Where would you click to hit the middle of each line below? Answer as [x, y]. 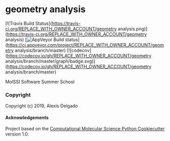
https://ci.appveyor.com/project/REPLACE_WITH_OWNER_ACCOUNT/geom [85, 45]
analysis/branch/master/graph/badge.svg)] [50, 61]
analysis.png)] [132, 28]
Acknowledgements [27, 117]
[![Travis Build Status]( [29, 23]
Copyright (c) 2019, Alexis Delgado [42, 106]
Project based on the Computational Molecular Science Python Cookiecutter [85, 129]
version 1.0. [17, 134]
